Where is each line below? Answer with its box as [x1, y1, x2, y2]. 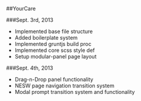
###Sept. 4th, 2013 [6, 64, 53, 71]
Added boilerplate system [14, 34, 78, 41]
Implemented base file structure [14, 28, 93, 35]
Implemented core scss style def [14, 47, 95, 54]
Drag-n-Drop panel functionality [14, 76, 94, 83]
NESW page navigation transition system [14, 82, 114, 89]
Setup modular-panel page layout [14, 53, 97, 60]
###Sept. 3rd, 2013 [6, 17, 53, 23]
